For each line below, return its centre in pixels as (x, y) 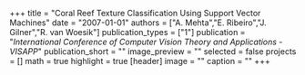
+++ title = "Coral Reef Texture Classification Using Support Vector (135, 13)
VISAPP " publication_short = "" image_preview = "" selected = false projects (153, 52)
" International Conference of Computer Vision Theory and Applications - (146, 42)
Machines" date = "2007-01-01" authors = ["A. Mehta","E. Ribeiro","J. (138, 23)
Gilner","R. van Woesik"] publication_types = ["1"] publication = (127, 32)
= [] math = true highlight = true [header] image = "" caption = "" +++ (140, 61)
